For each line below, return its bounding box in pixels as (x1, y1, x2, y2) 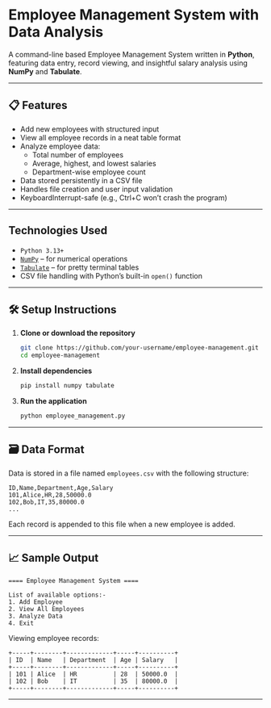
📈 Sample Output (8, 551, 99, 565)
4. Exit (8, 619, 35, 627)
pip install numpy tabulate (19, 382, 115, 390)
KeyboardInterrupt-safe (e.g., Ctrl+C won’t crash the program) (19, 192, 227, 203)
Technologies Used (8, 224, 107, 237)
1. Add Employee (8, 597, 63, 606)
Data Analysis (8, 23, 104, 41)
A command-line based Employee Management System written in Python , (8, 49, 255, 59)
